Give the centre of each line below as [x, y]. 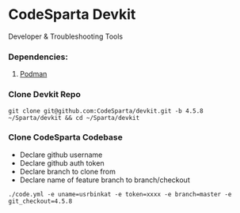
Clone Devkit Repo [44, 95]
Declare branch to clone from [68, 171]
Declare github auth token [62, 163]
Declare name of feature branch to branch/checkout [105, 180]
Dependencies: [38, 57]
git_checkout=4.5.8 [40, 201]
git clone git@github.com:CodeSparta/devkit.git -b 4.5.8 [106, 111]
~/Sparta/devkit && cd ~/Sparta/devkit [74, 118]
